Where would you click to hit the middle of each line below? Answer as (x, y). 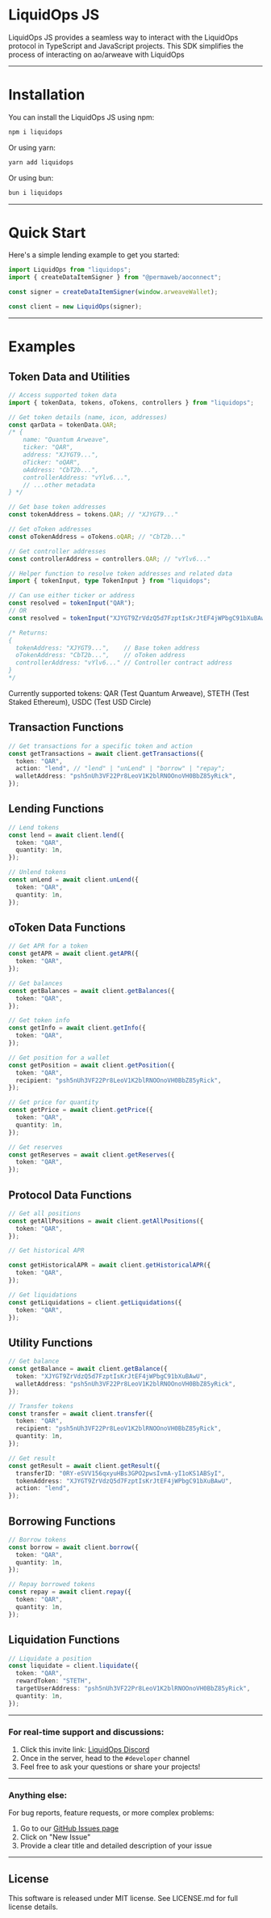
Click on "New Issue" (55, 1837)
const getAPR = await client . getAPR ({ (73, 954)
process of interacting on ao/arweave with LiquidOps (96, 54)
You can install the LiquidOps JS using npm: (81, 117)
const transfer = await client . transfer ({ (81, 1414)
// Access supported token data (63, 395)
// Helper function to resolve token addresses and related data (120, 573)
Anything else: (38, 1795)
